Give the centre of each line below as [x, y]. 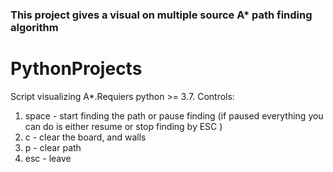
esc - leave [48, 158]
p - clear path [53, 147]
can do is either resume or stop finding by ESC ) [123, 126]
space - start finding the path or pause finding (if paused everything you [174, 115]
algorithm [34, 27]
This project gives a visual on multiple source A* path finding [161, 15]
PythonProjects [76, 69]
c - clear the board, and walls [85, 137]
